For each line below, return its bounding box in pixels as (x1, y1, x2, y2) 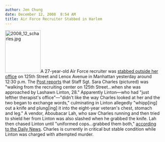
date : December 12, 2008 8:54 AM (5, 12, 76, 17)
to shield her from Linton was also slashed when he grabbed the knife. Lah (5, 116, 157, 122)
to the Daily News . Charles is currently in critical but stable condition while (5, 126, 156, 132)
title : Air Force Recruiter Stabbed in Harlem (5, 16, 102, 21)
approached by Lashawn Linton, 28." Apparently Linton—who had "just (5, 90, 149, 95)
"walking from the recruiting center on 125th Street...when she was (5, 84, 141, 90)
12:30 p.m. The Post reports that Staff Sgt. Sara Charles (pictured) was (5, 79, 149, 85)
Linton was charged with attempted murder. (5, 132, 94, 138)
